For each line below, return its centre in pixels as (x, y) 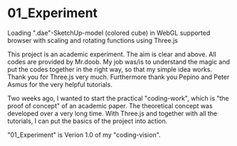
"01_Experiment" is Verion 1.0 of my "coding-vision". (84, 135)
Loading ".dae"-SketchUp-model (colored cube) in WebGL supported (109, 33)
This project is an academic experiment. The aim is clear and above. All (112, 54)
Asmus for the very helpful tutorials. (60, 84)
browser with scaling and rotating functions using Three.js (93, 40)
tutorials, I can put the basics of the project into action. (88, 121)
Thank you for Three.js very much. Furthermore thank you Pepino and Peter (118, 77)
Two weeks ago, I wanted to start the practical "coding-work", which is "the (118, 98)
